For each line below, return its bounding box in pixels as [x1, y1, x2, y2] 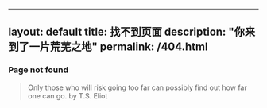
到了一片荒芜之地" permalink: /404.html [8, 40, 208, 54]
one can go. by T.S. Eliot [27, 91, 108, 100]
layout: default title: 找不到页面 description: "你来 [8, 25, 256, 39]
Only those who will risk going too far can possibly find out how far [27, 83, 248, 92]
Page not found [8, 64, 69, 75]
